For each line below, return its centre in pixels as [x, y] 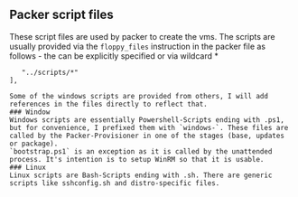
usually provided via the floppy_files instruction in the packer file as [138, 46]
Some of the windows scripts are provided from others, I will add [139, 96]
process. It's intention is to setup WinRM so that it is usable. [137, 159]
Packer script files [62, 15]
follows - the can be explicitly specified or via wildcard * [114, 56]
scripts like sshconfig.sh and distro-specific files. [115, 183]
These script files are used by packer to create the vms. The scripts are [142, 36]
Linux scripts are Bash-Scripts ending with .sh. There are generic [141, 175]
